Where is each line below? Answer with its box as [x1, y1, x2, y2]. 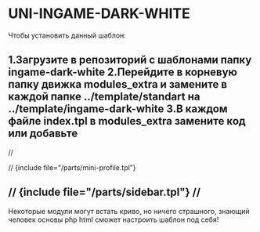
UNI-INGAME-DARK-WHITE [8, 5, 190, 23]
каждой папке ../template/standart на [8, 90, 200, 103]
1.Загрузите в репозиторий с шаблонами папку [8, 53, 252, 67]
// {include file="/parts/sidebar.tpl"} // [8, 186, 201, 199]
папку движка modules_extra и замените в [8, 78, 228, 91]
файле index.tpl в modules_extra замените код [8, 114, 246, 128]
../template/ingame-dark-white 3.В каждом [8, 103, 228, 116]
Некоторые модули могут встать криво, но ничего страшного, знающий [8, 206, 250, 216]
